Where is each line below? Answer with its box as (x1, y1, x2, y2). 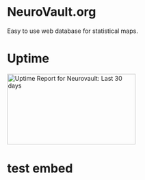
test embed (7, 161, 73, 177)
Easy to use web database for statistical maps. (7, 27, 138, 35)
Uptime (7, 51, 50, 66)
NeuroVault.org (7, 4, 96, 20)
